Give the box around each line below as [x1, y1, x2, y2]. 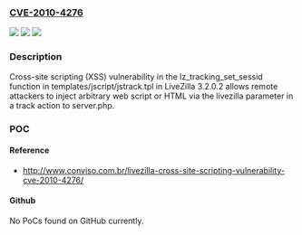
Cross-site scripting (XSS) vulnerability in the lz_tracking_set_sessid [9, 70, 263, 82]
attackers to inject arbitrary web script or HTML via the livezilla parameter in [9, 90, 294, 101]
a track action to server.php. [9, 99, 115, 110]
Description [9, 51, 63, 63]
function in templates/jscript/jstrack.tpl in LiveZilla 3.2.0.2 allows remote [9, 80, 278, 91]
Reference [9, 145, 50, 155]
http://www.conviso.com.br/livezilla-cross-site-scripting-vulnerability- [22, 164, 286, 175]
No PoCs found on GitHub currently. [9, 215, 144, 226]
